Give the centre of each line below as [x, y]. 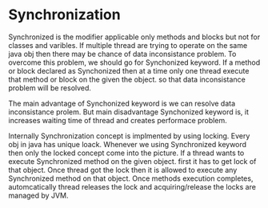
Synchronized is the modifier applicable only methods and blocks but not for [134, 37]
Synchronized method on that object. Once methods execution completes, [131, 178]
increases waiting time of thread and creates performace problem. [118, 120]
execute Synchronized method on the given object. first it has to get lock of [132, 161]
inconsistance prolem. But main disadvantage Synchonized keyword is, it [129, 112]
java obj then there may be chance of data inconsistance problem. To [122, 54]
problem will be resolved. [50, 88]
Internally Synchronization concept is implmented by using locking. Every [129, 136]
